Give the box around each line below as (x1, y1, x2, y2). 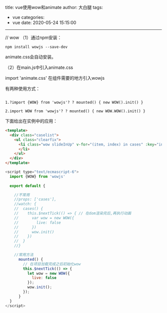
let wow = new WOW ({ (27, 271, 70, 276)
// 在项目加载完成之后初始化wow (23, 261, 81, 267)
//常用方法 (14, 252, 34, 257)
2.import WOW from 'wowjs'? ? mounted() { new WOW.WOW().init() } (5, 109, 146, 114)
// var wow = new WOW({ (14, 215, 75, 220)
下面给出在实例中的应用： (5, 118, 58, 124)
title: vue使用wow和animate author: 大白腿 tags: (5, 4, 103, 10)
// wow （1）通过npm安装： (5, 34, 62, 40)
